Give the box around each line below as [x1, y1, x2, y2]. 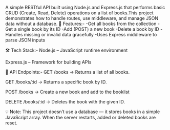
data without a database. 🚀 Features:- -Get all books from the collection [5, 20, 157, 27]
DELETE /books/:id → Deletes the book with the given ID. [5, 99, 125, 104]
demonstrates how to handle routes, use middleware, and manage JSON [5, 15, 159, 21]
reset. [5, 120, 18, 126]
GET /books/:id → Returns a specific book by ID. [5, 79, 107, 85]
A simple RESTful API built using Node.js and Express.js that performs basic [5, 5, 165, 10]
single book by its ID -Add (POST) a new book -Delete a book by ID [17, 26, 160, 32]
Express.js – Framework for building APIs [5, 59, 92, 65]
